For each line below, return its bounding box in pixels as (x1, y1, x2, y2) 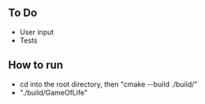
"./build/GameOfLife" (19, 87, 88, 97)
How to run (8, 58, 64, 72)
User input (19, 27, 54, 36)
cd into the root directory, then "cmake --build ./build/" (19, 79, 198, 89)
